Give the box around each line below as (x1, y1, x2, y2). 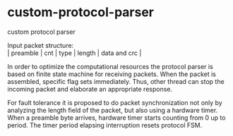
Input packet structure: (7, 41, 74, 49)
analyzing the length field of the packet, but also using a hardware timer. (7, 106, 218, 114)
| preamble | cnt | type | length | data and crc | (7, 49, 142, 57)
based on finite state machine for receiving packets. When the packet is (7, 70, 217, 78)
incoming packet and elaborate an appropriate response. (7, 85, 173, 93)
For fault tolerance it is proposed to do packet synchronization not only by (7, 98, 222, 106)
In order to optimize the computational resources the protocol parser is (7, 62, 213, 70)
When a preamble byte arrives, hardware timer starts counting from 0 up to (7, 113, 226, 122)
